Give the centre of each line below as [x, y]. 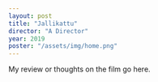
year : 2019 [27, 39]
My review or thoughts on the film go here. [80, 69]
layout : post [30, 16]
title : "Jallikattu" [43, 24]
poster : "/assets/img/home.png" [63, 46]
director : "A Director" [49, 31]
